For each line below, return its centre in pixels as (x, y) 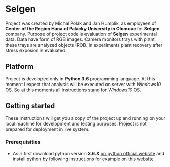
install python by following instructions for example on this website (83, 159)
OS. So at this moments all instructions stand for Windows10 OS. (73, 90)
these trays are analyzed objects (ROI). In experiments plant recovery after (84, 45)
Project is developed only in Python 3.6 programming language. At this (80, 79)
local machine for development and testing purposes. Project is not (76, 123)
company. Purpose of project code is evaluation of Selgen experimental (81, 34)
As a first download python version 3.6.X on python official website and (89, 153)
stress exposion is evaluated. (36, 50)
